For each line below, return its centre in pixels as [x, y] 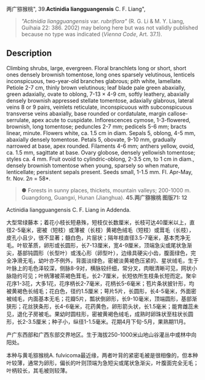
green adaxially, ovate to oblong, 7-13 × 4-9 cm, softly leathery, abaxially [98, 94]
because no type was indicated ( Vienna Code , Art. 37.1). [92, 34]
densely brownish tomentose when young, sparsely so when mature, [93, 165]
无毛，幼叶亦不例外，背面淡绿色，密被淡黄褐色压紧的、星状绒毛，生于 [110, 260]
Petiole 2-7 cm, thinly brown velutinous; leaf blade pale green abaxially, [96, 87]
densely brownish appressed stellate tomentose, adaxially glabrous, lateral [100, 100]
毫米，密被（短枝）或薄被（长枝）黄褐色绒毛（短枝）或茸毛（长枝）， [107, 230]
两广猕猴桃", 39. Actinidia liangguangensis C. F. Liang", [76, 9]
